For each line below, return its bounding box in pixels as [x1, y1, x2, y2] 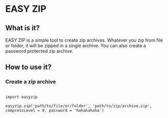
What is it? [5, 24, 40, 32]
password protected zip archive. [5, 48, 74, 54]
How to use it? [5, 63, 52, 72]
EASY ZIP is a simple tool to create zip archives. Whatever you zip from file [5, 37, 163, 43]
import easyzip [5, 94, 38, 100]
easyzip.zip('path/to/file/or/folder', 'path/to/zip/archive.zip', [5, 103, 153, 108]
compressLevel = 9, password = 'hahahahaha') [5, 108, 104, 113]
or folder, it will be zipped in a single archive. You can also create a [5, 43, 146, 49]
